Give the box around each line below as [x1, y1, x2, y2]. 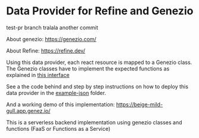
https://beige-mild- [116, 100, 163, 108]
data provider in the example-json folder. [6, 89, 106, 96]
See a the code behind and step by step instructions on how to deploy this [6, 82, 189, 90]
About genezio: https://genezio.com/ [6, 35, 97, 42]
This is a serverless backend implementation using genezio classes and [6, 118, 183, 126]
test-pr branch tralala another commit [6, 24, 98, 31]
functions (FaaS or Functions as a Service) [6, 125, 111, 132]
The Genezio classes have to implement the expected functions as [6, 65, 170, 72]
